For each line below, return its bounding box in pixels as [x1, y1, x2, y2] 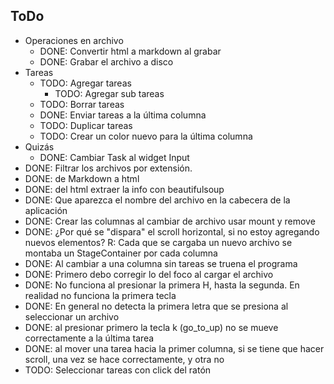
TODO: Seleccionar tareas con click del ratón [24, 364, 212, 376]
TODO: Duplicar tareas [39, 119, 133, 131]
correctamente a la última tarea [24, 332, 155, 344]
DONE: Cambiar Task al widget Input [39, 151, 190, 163]
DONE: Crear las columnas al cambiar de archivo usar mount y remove [24, 215, 316, 227]
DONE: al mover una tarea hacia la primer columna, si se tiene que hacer [24, 342, 325, 354]
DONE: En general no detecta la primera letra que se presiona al [24, 300, 289, 312]
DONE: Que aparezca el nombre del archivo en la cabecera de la [24, 194, 291, 206]
